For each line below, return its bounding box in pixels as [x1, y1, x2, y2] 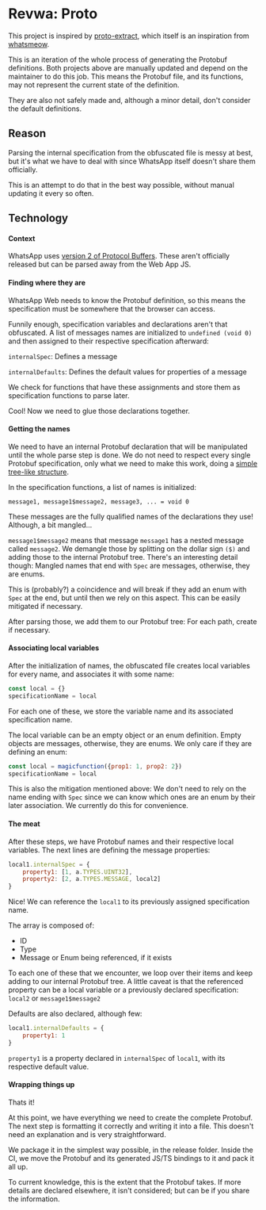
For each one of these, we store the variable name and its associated [8, 706, 234, 716]
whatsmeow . [8, 39, 50, 48]
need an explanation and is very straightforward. [8, 1129, 166, 1139]
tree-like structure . [8, 467, 70, 477]
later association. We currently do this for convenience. [8, 801, 188, 810]
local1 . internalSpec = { [8, 860, 90, 868]
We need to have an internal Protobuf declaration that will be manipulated [8, 442, 248, 451]
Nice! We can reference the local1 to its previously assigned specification [8, 897, 250, 906]
